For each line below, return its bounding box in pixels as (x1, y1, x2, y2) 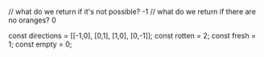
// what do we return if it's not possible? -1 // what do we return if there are (8, 7, 256, 16)
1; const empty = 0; (8, 39, 72, 49)
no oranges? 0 (8, 15, 56, 25)
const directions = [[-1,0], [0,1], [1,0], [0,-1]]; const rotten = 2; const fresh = (8, 31, 256, 40)
